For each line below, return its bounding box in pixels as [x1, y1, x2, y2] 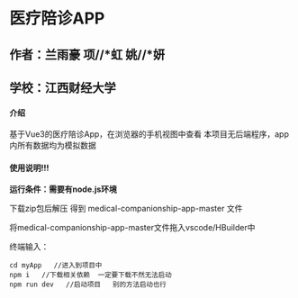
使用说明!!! [9, 162, 50, 173]
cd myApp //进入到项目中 [9, 261, 103, 270]
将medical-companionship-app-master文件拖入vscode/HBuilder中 [9, 222, 256, 233]
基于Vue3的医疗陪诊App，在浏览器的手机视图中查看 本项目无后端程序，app [9, 129, 290, 140]
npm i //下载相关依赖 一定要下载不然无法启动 [9, 271, 173, 280]
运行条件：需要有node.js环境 [9, 184, 117, 194]
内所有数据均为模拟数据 [9, 140, 96, 151]
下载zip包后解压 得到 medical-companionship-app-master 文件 [9, 203, 243, 214]
